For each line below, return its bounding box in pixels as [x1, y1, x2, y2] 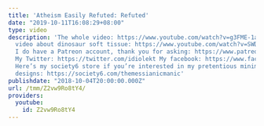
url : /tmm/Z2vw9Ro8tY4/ [8, 84, 86, 92]
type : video [8, 26, 47, 34]
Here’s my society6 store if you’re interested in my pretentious [15, 63, 237, 70]
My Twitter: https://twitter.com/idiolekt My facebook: [15, 56, 202, 63]
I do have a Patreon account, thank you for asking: [15, 48, 192, 56]
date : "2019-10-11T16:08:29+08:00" [8, 19, 125, 27]
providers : [8, 92, 44, 99]
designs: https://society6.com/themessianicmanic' [15, 70, 185, 77]
